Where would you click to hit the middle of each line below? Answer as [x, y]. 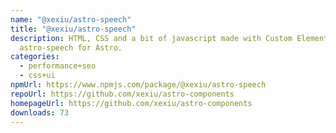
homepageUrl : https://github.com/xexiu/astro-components [131, 103]
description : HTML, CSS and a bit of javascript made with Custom [151, 38]
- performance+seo [58, 66]
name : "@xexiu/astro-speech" [71, 19]
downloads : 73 [40, 112]
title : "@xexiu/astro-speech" [73, 29]
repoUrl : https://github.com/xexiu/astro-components [122, 94]
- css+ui [37, 76]
